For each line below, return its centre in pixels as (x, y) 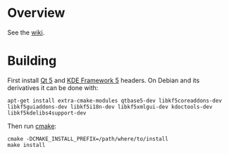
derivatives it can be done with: (53, 88)
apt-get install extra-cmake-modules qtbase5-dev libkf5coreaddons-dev (114, 101)
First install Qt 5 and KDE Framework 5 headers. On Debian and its (104, 80)
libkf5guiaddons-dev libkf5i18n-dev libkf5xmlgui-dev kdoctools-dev (110, 107)
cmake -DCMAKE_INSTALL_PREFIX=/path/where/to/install (88, 139)
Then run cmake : (32, 126)
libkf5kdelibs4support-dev (47, 113)
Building (32, 61)
